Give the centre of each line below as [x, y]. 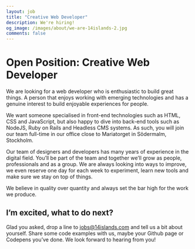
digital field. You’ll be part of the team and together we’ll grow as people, [94, 158]
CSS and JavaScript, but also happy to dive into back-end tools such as [93, 122]
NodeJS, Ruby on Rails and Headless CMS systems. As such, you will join [95, 128]
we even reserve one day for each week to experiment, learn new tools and [97, 171]
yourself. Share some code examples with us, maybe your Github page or [95, 233]
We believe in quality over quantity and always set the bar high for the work [97, 188]
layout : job [21, 11]
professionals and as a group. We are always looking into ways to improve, [96, 164]
